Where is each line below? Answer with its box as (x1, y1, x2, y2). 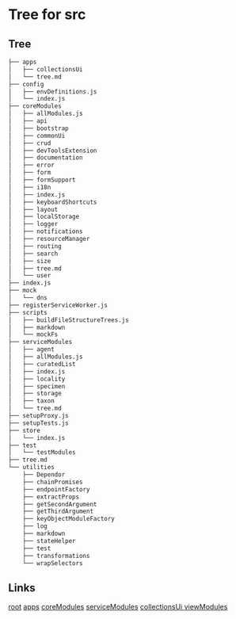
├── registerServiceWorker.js (8, 301, 108, 309)
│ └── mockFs (8, 331, 59, 338)
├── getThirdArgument (22, 507, 93, 516)
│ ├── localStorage (8, 212, 80, 221)
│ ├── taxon (8, 397, 55, 405)
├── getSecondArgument (22, 500, 97, 508)
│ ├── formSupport (8, 176, 77, 184)
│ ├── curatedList (8, 360, 77, 368)
